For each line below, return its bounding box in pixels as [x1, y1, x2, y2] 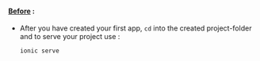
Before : [8, 6, 36, 16]
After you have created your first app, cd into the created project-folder [19, 23, 252, 33]
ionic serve [19, 47, 59, 55]
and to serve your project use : [19, 32, 120, 41]
